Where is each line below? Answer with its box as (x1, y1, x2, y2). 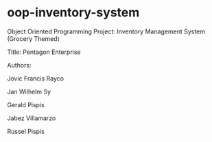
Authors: (7, 61, 32, 69)
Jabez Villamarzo (7, 114, 56, 122)
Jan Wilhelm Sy (7, 87, 51, 96)
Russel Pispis (7, 127, 45, 135)
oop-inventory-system (7, 5, 140, 20)
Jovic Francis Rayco (7, 74, 64, 83)
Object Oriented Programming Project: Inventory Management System (7, 27, 206, 35)
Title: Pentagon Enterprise (7, 48, 81, 56)
